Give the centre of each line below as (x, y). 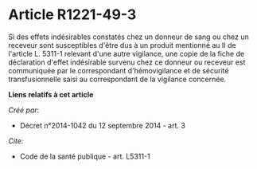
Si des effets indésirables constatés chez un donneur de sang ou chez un (128, 37)
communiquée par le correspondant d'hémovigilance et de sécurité (119, 70)
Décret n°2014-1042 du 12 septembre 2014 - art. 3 (102, 125)
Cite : (16, 140)
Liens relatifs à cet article (51, 94)
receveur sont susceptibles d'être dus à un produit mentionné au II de (122, 45)
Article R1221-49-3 (72, 15)
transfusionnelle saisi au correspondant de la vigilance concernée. (117, 79)
